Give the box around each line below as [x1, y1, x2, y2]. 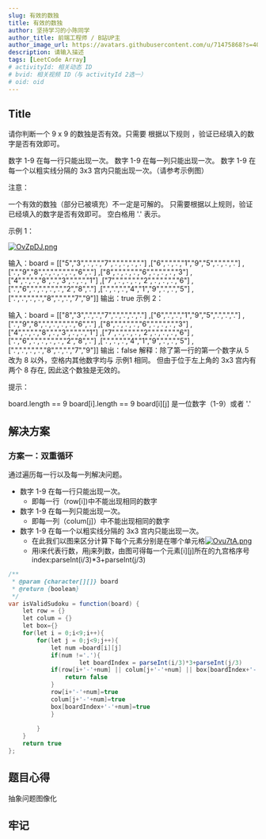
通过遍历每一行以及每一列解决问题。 [8, 470, 127, 479]
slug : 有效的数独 [8, 11, 59, 20]
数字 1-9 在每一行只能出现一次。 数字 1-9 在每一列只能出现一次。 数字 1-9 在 [8, 156, 256, 166]
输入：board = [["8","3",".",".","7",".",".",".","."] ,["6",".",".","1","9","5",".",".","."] [8, 311, 241, 320]
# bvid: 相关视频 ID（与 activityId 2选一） [8, 71, 146, 78]
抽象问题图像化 [8, 793, 57, 803]
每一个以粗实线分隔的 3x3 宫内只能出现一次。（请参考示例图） [8, 166, 208, 175]
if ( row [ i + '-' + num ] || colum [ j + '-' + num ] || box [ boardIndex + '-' [50, 666, 260, 674]
